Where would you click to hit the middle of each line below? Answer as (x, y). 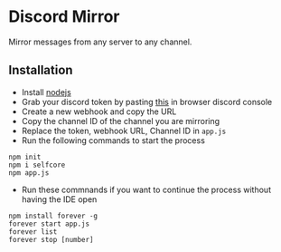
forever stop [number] (51, 239)
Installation (41, 70)
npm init (25, 157)
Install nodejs (46, 92)
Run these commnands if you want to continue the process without (146, 189)
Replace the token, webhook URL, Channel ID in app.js (124, 131)
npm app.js (29, 173)
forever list (33, 232)
